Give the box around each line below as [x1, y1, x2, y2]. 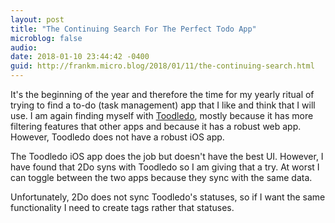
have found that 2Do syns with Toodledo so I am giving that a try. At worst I [10, 161, 320, 173]
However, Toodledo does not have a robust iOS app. [10, 131, 225, 143]
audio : [10, 42, 38, 53]
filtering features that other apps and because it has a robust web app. [10, 121, 302, 132]
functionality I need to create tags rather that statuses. [10, 202, 235, 213]
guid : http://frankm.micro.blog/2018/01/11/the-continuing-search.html [10, 61, 315, 71]
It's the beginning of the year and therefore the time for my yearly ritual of [10, 89, 315, 100]
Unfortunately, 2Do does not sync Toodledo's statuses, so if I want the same [10, 191, 326, 203]
